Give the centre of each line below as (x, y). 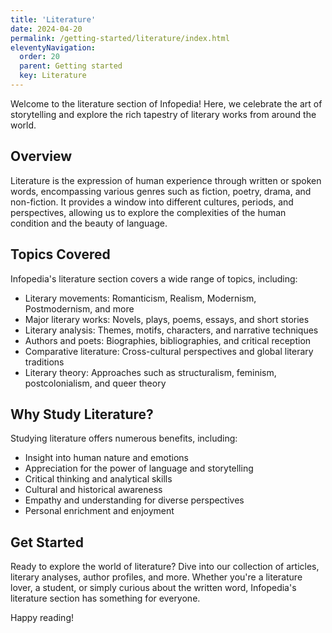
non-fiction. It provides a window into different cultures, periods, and (152, 202)
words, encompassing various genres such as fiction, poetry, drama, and (161, 191)
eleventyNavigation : (53, 47)
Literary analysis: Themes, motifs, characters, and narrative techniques (171, 330)
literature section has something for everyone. (105, 598)
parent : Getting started (71, 66)
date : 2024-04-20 (46, 29)
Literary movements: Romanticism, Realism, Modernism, (140, 298)
